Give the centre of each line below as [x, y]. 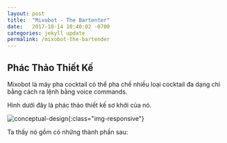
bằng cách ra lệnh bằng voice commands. [67, 92]
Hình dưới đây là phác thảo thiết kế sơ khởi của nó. [79, 105]
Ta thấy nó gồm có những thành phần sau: [68, 132]
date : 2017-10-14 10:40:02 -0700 [59, 26]
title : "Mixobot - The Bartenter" [59, 20]
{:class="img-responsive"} [106, 118]
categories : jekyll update [46, 33]
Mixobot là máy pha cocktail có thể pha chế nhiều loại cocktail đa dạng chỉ [114, 84]
